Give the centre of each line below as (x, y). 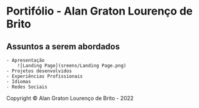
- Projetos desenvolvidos (39, 71)
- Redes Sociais (27, 87)
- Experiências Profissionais (45, 76)
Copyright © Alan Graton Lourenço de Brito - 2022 (70, 98)
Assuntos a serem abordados (63, 46)
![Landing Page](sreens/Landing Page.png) (72, 66)
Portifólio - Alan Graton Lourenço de (100, 11)
